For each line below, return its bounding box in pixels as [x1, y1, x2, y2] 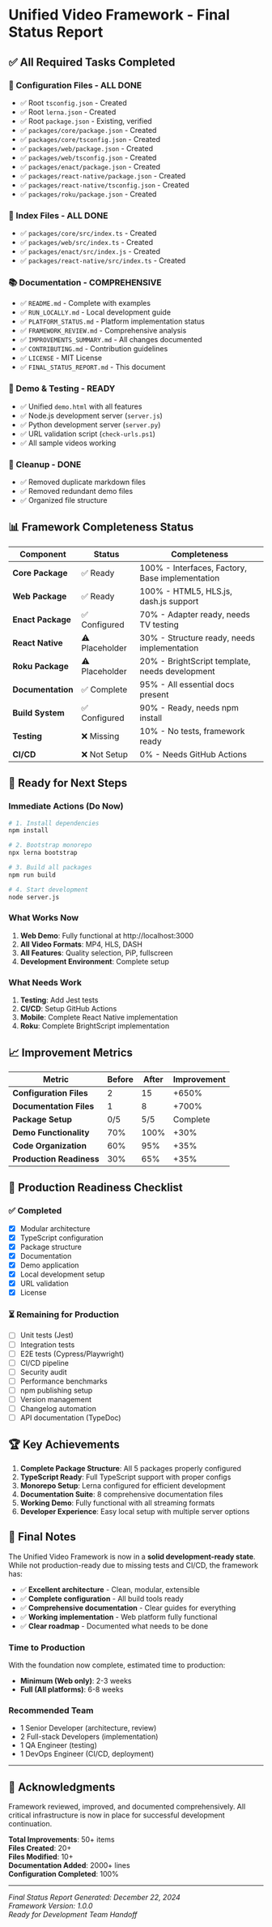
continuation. [8, 1819, 53, 1829]
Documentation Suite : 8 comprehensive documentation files [19, 1489, 223, 1499]
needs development [139, 665, 216, 676]
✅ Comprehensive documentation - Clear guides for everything [19, 1603, 236, 1612]
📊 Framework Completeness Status [8, 521, 194, 534]
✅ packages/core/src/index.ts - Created [19, 229, 157, 238]
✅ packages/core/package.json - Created [19, 125, 157, 135]
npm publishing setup [19, 1385, 93, 1395]
